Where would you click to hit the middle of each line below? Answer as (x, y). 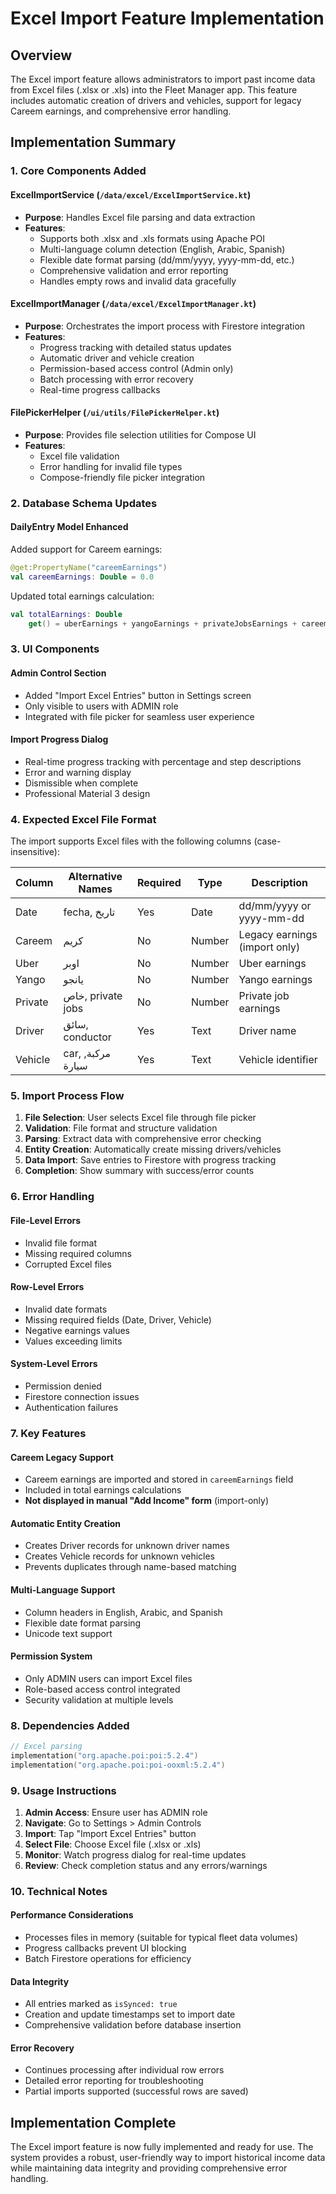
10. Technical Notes (59, 1891)
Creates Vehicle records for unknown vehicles (120, 1556)
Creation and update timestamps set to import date (130, 2014)
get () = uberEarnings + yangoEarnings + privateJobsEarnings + (163, 623)
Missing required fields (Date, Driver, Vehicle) (118, 1319)
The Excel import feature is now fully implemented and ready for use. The (162, 2147)
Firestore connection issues (82, 1396)
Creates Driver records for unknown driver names (127, 1546)
